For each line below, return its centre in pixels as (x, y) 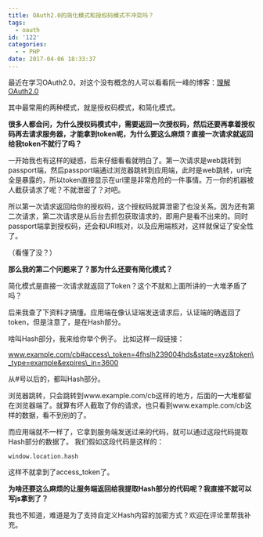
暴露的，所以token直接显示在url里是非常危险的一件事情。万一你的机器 (134, 180)
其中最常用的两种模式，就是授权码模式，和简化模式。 (94, 107)
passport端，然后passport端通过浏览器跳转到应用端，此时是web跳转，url (126, 170)
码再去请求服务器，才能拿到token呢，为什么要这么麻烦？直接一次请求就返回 (131, 133)
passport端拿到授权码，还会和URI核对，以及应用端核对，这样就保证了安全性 (131, 226)
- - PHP (28, 52)
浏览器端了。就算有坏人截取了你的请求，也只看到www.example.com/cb (130, 405)
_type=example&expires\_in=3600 (63, 362)
